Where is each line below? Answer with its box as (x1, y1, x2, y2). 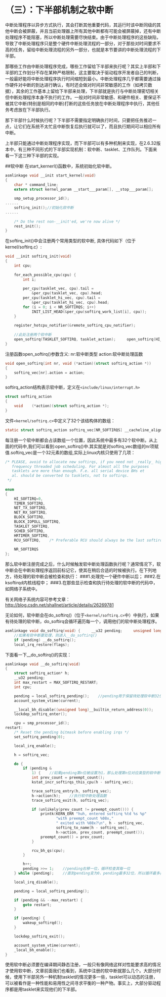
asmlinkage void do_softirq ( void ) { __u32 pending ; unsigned (5, 628, 152, 633)
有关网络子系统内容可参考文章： (5, 597, 70, 603)
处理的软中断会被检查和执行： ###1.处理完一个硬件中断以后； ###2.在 (18, 573, 161, 580)
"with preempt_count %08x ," (56, 816, 114, 821)
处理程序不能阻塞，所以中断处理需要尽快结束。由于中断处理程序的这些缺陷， (5, 34, 161, 40)
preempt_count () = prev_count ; (40, 834, 105, 839)
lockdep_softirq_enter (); (14, 712, 68, 717)
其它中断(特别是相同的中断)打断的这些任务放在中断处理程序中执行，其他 (9, 100, 156, 107)
